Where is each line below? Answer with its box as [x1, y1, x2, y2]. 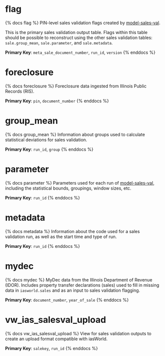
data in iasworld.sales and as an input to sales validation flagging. [5, 287, 140, 293]
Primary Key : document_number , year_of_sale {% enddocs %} [5, 297, 129, 303]
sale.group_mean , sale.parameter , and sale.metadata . [5, 40, 113, 45]
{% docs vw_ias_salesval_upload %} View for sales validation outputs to [5, 330, 152, 336]
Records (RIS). [5, 88, 34, 94]
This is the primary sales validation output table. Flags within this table [5, 29, 148, 35]
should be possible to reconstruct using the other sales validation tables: [5, 35, 153, 40]
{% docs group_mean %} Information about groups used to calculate [5, 131, 145, 137]
